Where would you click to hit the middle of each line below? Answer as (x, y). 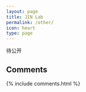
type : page (19, 33)
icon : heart (21, 28)
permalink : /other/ (30, 22)
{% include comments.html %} (43, 83)
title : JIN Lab (25, 17)
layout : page (22, 11)
